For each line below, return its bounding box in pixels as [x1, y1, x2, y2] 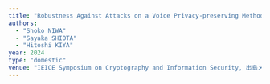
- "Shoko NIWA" [15, 26, 67, 34]
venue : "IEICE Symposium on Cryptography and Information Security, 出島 [8, 64, 259, 72]
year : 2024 [8, 49, 45, 57]
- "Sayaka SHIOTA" [15, 34, 78, 42]
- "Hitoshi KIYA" [15, 42, 74, 50]
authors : [8, 19, 38, 27]
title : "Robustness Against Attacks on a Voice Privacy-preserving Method [8, 11, 264, 20]
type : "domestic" [8, 57, 67, 65]
